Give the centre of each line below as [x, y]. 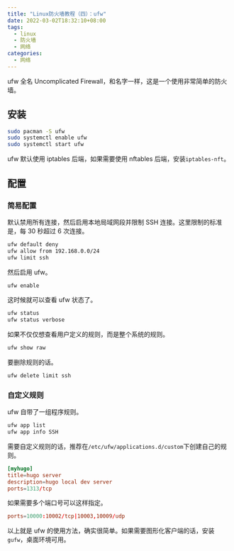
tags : [15, 27]
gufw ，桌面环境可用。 [39, 540]
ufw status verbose [36, 320]
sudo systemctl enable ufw [47, 138]
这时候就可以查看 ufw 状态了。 [52, 300]
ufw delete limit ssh [39, 376]
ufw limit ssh [28, 257]
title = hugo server [34, 475]
